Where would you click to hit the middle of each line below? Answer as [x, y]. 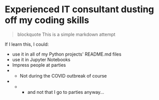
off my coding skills [47, 20]
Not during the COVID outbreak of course [63, 76]
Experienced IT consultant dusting [79, 9]
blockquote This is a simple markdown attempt [66, 34]
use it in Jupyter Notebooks [41, 59]
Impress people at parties [39, 65]
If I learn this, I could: [27, 44]
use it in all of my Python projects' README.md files [67, 54]
